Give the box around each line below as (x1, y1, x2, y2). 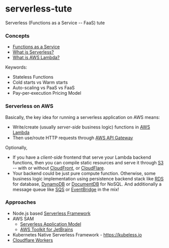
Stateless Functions (12, 74, 54, 80)
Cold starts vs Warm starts (12, 79, 68, 86)
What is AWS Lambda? (12, 54, 60, 60)
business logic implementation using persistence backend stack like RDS (12, 175, 164, 181)
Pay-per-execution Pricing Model (12, 90, 81, 96)
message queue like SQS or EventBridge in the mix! (12, 186, 119, 192)
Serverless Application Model (20, 221, 81, 227)
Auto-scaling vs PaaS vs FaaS (12, 85, 75, 91)
